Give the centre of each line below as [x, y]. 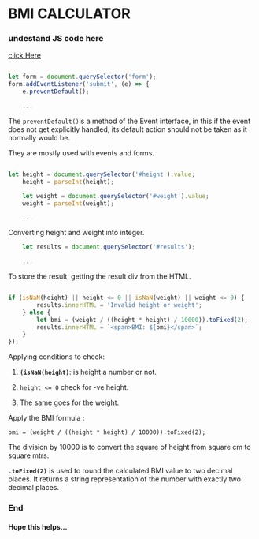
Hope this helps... [38, 526]
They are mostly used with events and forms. [81, 153]
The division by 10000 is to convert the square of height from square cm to [129, 447]
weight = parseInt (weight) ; [68, 203]
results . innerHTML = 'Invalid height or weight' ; [119, 305]
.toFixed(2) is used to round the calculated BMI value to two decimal [120, 471]
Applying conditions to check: [56, 357]
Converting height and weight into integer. [76, 233]
